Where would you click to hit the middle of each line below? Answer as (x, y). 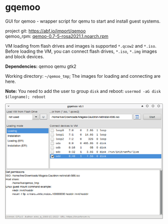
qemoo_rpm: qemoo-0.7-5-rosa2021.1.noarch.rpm (57, 36)
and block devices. (24, 56)
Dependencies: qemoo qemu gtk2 (41, 66)
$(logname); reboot (25, 97)
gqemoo (23, 7)
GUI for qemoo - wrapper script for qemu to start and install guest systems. (83, 21)
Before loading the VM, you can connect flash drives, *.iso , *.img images (81, 51)
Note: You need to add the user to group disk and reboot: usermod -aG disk (83, 91)
